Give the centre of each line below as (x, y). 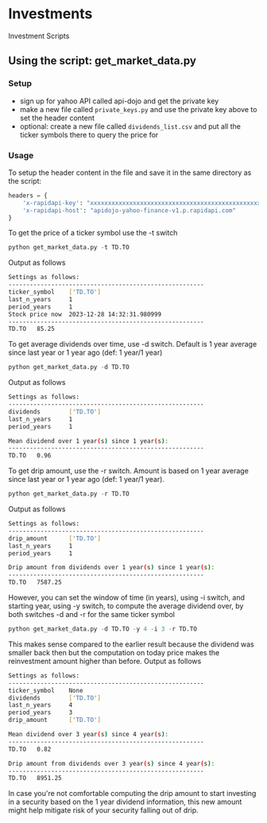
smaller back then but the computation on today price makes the (114, 652)
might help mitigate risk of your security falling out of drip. (103, 810)
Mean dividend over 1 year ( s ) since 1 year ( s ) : (89, 441)
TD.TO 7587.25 (35, 582)
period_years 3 (41, 712)
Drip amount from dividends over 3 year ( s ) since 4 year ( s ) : (112, 763)
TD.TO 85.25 (32, 329)
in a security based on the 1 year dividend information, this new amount (125, 802)
